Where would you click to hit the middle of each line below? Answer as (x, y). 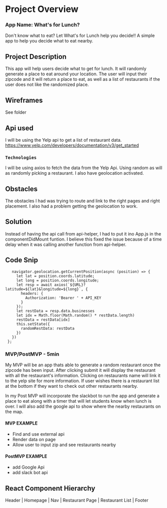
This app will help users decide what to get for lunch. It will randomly (76, 69)
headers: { (32, 293)
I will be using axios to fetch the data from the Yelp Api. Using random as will (84, 168)
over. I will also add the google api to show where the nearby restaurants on (83, 406)
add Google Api (28, 467)
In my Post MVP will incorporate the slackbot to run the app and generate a (82, 396)
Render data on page (34, 440)
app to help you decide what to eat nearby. (49, 41)
